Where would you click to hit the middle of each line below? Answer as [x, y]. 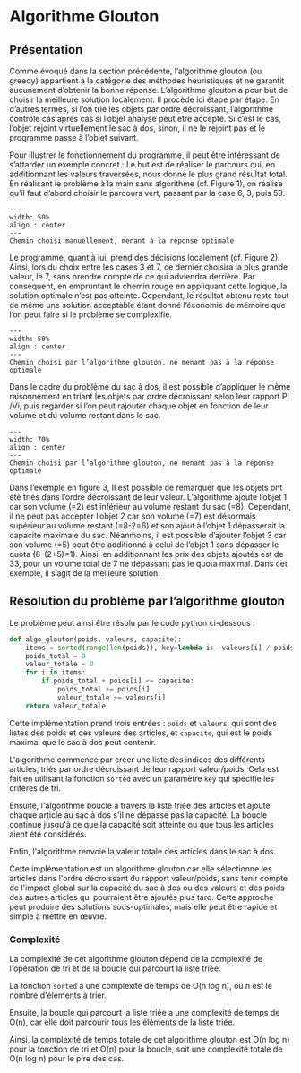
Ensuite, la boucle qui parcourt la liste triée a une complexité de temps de [145, 1012]
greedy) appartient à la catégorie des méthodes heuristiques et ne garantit [147, 81]
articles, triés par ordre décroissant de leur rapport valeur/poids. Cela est [144, 768]
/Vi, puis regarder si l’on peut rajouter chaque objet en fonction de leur [139, 406]
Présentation [46, 50]
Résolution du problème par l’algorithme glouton [147, 601]
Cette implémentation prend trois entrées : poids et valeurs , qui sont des [143, 723]
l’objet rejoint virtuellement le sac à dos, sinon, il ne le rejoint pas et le [138, 128]
